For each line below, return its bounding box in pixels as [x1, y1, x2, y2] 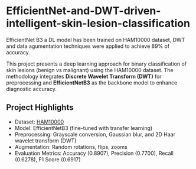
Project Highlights [6, 102, 74, 113]
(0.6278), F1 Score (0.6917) [14, 155, 81, 163]
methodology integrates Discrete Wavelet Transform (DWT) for [6, 73, 162, 80]
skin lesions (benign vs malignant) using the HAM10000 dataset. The [6, 66, 174, 73]
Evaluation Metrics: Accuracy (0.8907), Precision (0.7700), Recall [14, 149, 174, 157]
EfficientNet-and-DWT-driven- [6, 4, 161, 18]
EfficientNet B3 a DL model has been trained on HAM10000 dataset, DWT [6, 36, 185, 43]
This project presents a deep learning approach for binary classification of [6, 60, 187, 67]
